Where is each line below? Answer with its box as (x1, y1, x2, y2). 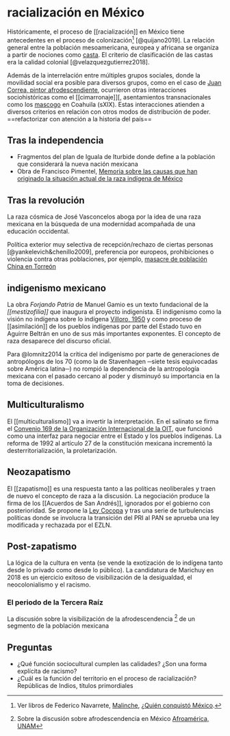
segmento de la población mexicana (7, 622, 110, 630)
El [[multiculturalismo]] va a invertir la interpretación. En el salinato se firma (7, 417, 219, 426)
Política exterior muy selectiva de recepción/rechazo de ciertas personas (7, 241, 214, 249)
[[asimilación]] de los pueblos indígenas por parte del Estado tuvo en (7, 322, 202, 330)
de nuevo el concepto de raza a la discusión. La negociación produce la (7, 491, 210, 500)
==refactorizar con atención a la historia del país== (7, 114, 152, 123)
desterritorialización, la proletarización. (7, 446, 118, 454)
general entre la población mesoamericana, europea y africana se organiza (7, 43, 219, 51)
